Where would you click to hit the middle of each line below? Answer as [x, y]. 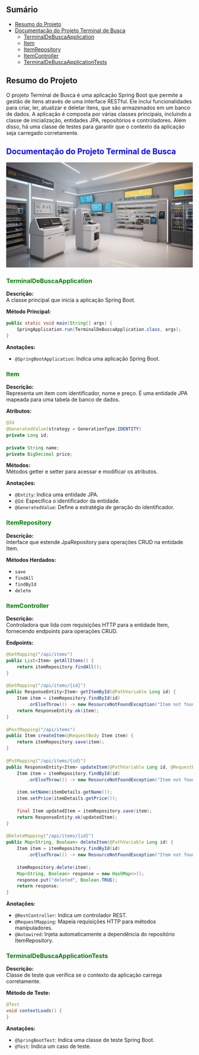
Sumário [22, 10]
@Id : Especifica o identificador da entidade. [67, 501]
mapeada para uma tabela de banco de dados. [63, 400]
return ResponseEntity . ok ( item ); [58, 710]
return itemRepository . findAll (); [59, 667]
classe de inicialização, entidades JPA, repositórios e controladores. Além [96, 120]
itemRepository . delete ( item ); [54, 867]
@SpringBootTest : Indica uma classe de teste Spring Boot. [85, 1040]
